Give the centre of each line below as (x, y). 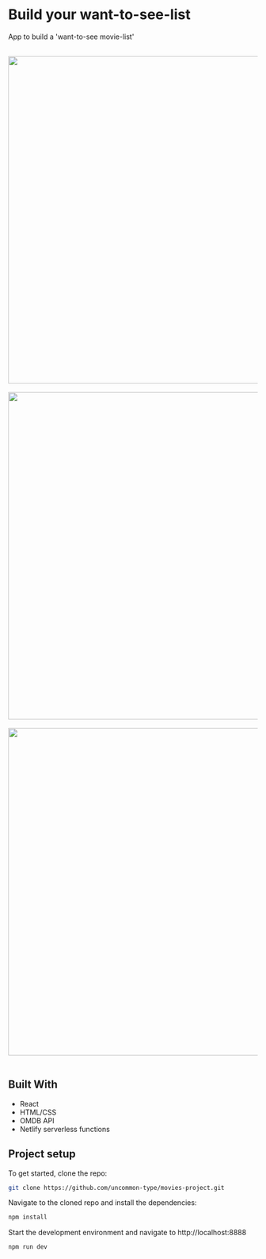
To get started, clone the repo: (58, 1173)
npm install (28, 1217)
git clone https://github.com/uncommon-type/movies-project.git (116, 1188)
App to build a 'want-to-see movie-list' (71, 37)
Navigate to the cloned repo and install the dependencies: (103, 1203)
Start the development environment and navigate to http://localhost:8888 (127, 1233)
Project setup (42, 1154)
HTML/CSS (38, 1112)
